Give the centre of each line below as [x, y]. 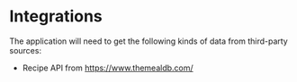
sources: [26, 50]
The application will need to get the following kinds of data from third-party [148, 41]
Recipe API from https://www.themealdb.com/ [108, 68]
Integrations [56, 16]
